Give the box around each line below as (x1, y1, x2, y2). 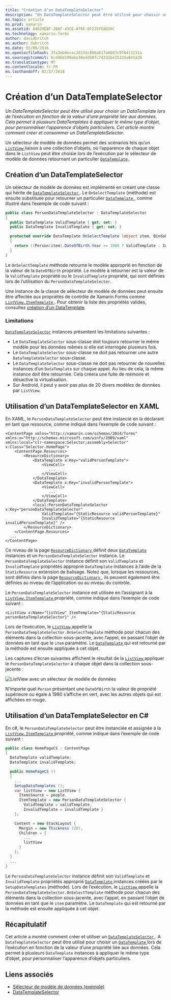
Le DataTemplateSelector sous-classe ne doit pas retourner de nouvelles (12, 360, 165, 366)
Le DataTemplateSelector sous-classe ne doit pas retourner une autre (12, 349, 159, 355)
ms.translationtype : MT (5, 60, 56, 65)
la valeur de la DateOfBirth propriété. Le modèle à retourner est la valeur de (5, 267, 164, 273)
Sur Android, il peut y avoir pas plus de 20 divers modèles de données (12, 382, 160, 388)
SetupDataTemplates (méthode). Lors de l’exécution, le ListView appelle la (5, 884, 159, 890)
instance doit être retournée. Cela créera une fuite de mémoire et (12, 371, 149, 377)
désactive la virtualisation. (12, 376, 68, 383)
